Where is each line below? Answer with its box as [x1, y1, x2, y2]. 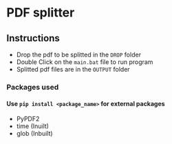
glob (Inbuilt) [16, 130, 53, 138]
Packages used [6, 82, 59, 92]
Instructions [6, 32, 60, 44]
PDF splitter [6, 5, 75, 21]
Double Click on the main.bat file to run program [16, 58, 153, 66]
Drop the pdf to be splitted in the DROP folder [16, 50, 142, 59]
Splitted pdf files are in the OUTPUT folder [16, 65, 130, 73]
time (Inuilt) [16, 122, 50, 130]
